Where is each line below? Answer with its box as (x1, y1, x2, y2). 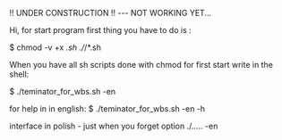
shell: (9, 69, 30, 79)
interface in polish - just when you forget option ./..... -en (9, 120, 218, 131)
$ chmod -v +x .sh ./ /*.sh (9, 42, 101, 53)
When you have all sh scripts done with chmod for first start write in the (9, 60, 273, 70)
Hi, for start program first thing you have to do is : (9, 25, 192, 35)
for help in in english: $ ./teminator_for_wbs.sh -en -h (9, 103, 206, 114)
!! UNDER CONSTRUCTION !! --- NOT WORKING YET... (9, 8, 212, 18)
